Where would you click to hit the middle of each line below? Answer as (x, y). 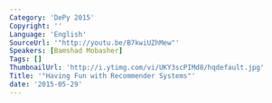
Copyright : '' (36, 26)
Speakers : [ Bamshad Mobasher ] (66, 51)
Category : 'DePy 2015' (52, 17)
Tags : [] (26, 59)
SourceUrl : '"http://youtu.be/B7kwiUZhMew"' (94, 43)
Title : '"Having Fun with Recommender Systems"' (103, 76)
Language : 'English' (48, 34)
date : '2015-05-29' (46, 84)
